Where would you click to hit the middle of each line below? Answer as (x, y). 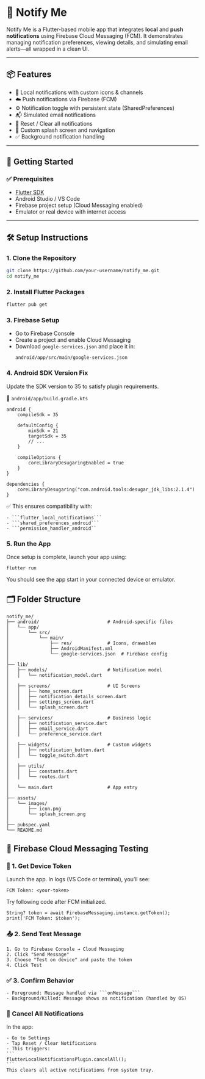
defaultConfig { (38, 425)
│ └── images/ (27, 803)
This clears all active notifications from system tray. (80, 1070)
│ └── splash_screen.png (46, 814)
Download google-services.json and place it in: (75, 347)
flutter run (21, 568)
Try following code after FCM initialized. (56, 902)
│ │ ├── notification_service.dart (57, 723)
